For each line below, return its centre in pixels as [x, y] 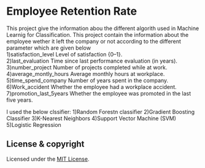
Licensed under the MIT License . [48, 159]
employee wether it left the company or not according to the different [94, 41]
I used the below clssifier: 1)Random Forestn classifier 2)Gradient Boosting [101, 112]
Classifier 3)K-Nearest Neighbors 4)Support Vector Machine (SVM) [91, 118]
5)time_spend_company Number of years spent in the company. [87, 80]
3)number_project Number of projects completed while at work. [87, 67]
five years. [20, 100]
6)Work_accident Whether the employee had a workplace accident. [91, 86]
